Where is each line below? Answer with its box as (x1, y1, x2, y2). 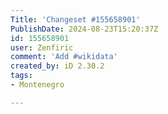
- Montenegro (10, 80, 65, 90)
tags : (10, 71, 33, 81)
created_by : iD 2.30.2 (10, 61, 105, 71)
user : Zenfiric (10, 42, 74, 53)
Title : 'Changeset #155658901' (10, 14, 141, 25)
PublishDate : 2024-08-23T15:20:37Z (10, 24, 159, 34)
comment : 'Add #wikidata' (10, 52, 118, 62)
